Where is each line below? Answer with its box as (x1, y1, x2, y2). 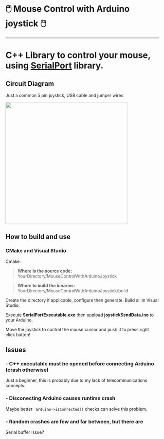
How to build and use (5, 233, 71, 241)
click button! (5, 332, 31, 338)
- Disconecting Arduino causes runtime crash (5, 395, 116, 402)
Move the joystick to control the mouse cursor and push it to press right (5, 326, 149, 332)
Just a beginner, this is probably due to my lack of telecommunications (5, 378, 147, 383)
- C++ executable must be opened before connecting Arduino (5, 360, 155, 367)
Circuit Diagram (5, 80, 54, 88)
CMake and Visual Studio (5, 247, 66, 254)
